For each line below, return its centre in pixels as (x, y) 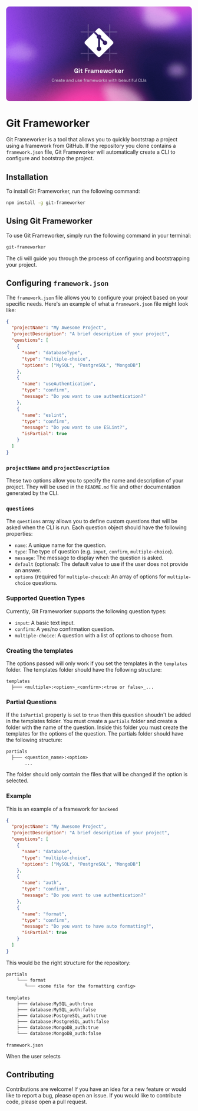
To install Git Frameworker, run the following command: (73, 191)
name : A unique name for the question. (60, 545)
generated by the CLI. (32, 493)
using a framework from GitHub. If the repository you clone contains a (91, 146)
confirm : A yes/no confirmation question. (64, 629)
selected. (17, 780)
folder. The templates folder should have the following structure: (84, 669)
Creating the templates (40, 650)
